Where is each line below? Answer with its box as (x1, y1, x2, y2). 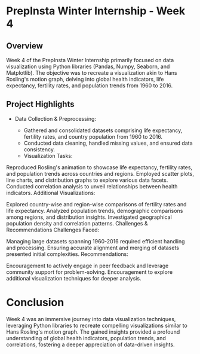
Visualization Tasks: (23, 152, 73, 159)
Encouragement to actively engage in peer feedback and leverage (6, 262, 169, 269)
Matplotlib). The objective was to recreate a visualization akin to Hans (6, 69, 177, 76)
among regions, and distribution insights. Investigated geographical (6, 213, 172, 221)
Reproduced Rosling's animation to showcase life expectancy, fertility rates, (6, 163, 193, 171)
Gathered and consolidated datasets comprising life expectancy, (23, 127, 183, 134)
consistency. (23, 145, 56, 153)
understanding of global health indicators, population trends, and (6, 334, 166, 341)
